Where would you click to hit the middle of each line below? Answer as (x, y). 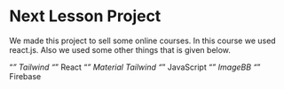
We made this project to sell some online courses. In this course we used (143, 41)
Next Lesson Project (85, 16)
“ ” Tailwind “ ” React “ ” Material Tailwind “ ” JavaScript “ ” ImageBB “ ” (135, 67)
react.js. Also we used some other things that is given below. (120, 49)
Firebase (25, 76)
